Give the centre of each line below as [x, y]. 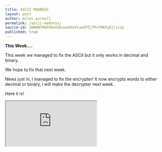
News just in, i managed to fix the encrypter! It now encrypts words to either [81, 79]
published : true [21, 32]
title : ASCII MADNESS [27, 9]
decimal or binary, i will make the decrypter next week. [60, 84]
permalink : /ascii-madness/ [33, 23]
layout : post [18, 14]
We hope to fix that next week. [36, 70]
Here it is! [15, 93]
